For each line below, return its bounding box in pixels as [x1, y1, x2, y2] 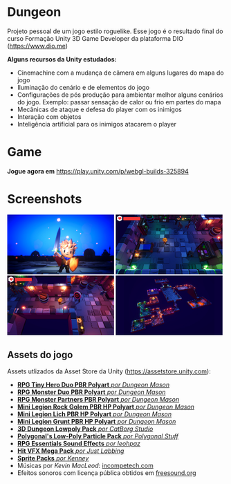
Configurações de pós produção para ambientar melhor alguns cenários [17, 91, 223, 99]
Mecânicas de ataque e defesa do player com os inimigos [17, 105, 182, 113]
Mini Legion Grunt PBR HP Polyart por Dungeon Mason [17, 418, 176, 426]
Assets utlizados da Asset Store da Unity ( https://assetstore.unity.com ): [7, 367, 211, 375]
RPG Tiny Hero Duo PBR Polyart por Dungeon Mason [17, 381, 170, 389]
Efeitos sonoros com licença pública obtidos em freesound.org [17, 469, 196, 477]
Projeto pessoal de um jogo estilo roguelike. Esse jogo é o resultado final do [7, 27, 223, 35]
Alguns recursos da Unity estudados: [7, 55, 117, 63]
